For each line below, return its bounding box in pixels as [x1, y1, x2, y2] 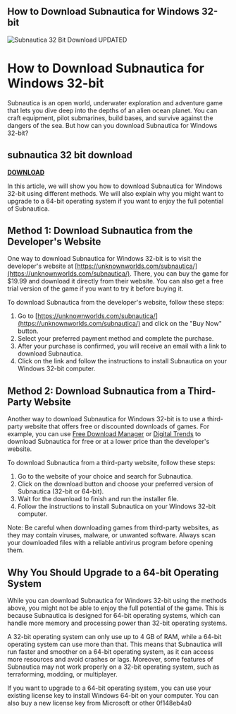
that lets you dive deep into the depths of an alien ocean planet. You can [7, 106, 218, 115]
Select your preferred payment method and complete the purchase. [17, 334, 214, 343]
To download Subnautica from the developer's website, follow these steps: [7, 298, 224, 307]
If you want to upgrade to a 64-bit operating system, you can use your [7, 684, 211, 692]
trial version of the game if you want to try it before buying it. [7, 284, 184, 293]
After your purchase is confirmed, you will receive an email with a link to [17, 342, 227, 351]
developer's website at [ [7, 262, 77, 271]
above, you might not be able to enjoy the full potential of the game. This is [7, 604, 225, 612]
